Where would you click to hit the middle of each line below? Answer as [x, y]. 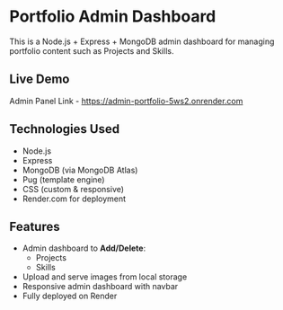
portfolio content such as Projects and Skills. [92, 50]
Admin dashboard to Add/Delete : [84, 248]
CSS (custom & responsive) [73, 189]
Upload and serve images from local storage [105, 277]
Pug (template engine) [63, 179]
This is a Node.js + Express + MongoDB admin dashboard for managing [142, 41]
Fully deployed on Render [70, 296]
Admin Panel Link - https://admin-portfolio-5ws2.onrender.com [126, 101]
